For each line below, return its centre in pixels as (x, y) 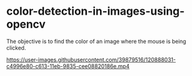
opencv (26, 24)
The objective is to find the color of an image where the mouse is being (96, 41)
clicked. (16, 48)
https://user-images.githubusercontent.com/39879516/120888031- (91, 59)
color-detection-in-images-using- (96, 11)
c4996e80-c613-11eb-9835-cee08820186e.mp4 (68, 66)
